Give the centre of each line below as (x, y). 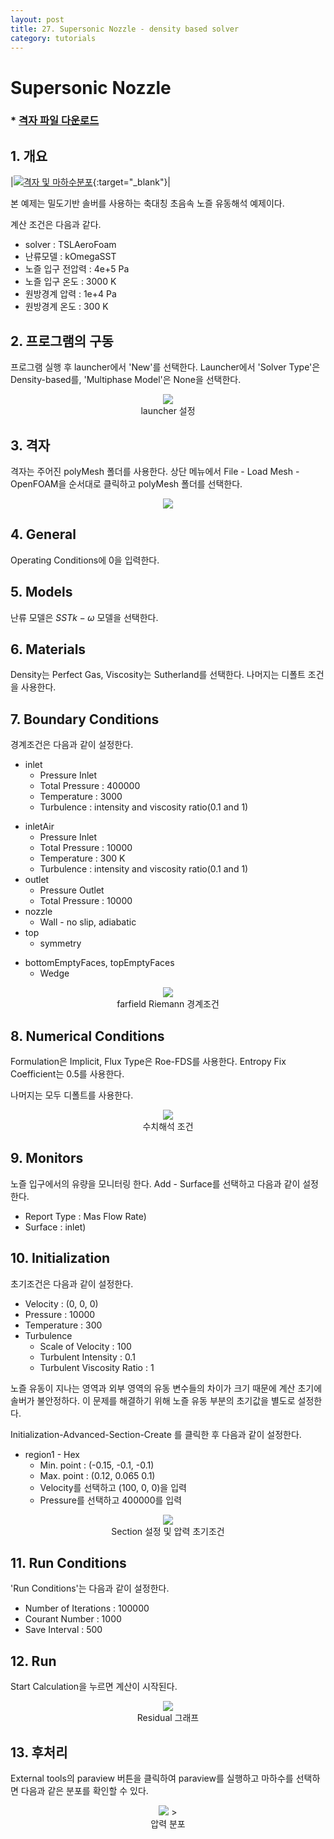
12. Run (33, 1661)
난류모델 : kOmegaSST (70, 257)
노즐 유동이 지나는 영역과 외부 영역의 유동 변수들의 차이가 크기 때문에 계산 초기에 (166, 1388)
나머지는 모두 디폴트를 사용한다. (72, 1095)
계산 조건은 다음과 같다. (56, 225)
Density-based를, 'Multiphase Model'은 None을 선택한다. (126, 380)
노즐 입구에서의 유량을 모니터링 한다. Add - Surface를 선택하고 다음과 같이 (155, 1183)
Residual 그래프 (168, 1718)
